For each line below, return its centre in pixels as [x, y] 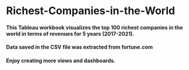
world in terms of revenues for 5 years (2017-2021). [70, 34]
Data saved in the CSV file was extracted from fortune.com [80, 47]
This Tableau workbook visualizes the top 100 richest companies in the [95, 27]
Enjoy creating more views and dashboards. [61, 61]
